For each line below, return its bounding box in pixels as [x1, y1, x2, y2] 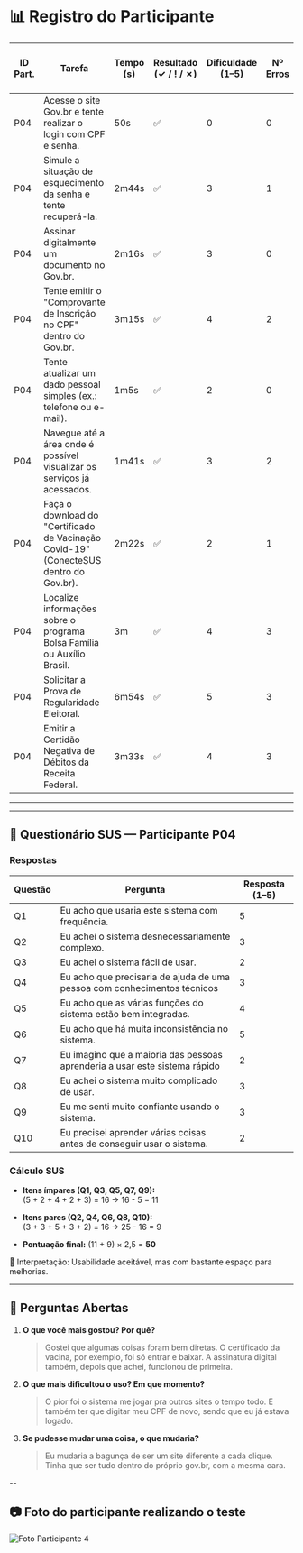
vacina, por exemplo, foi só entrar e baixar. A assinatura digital [44, 1351, 277, 1362]
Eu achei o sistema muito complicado [60, 1074, 218, 1087]
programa [43, 625, 86, 638]
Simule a [43, 153, 80, 166]
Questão [14, 883, 51, 896]
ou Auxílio [43, 648, 86, 660]
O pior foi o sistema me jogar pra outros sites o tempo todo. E [44, 1396, 273, 1407]
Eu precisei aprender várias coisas [60, 1126, 207, 1138]
